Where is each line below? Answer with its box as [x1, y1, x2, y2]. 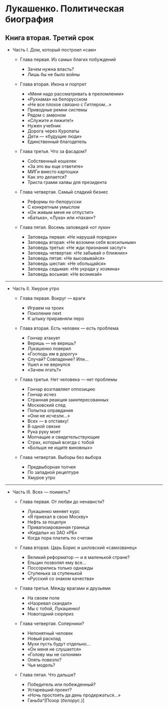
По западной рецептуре [27, 469, 79, 475]
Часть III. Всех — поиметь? [12, 489, 70, 495]
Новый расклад [27, 635, 61, 641]
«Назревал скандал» [27, 600, 72, 606]
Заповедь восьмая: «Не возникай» [27, 271, 102, 277]
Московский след [27, 402, 66, 408]
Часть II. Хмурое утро [12, 285, 59, 291]
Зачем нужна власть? [27, 66, 74, 72]
